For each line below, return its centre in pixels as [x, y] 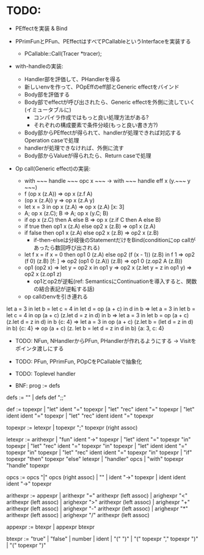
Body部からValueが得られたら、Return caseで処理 [88, 155]
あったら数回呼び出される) [67, 248]
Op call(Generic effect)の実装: [53, 168]
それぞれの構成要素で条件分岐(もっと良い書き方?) [96, 125]
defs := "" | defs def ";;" [36, 397]
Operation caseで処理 [52, 140]
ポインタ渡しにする [39, 348]
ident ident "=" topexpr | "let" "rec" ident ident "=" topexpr [80, 416]
